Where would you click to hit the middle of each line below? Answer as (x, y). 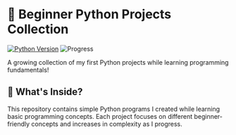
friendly (19, 124)
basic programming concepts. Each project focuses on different (100, 116)
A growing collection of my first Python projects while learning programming (118, 62)
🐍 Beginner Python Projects (89, 14)
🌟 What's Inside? (45, 92)
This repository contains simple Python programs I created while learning (114, 109)
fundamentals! (28, 70)
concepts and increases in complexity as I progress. (107, 124)
